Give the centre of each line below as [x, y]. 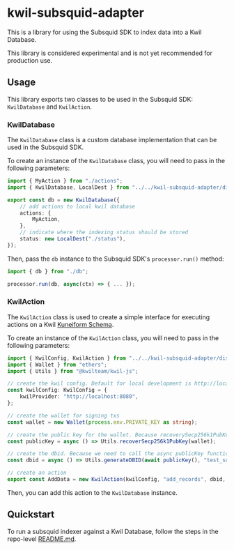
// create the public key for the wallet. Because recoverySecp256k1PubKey [119, 435]
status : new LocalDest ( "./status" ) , [73, 239]
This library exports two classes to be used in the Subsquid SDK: [100, 99]
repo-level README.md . [42, 539]
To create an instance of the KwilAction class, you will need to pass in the [113, 338]
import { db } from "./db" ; [48, 271]
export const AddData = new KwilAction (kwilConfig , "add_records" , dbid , [117, 480]
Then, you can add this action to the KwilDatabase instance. [92, 492]
